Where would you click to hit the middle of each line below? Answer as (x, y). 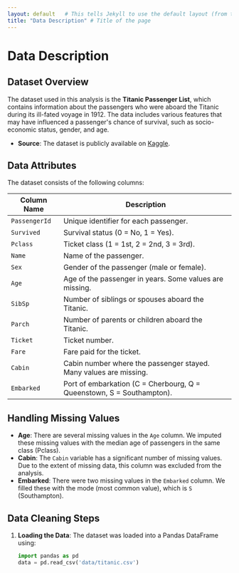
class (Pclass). (39, 451)
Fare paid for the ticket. (102, 352)
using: (27, 542)
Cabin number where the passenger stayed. (136, 364)
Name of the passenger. (103, 256)
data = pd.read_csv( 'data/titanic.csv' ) (78, 562)
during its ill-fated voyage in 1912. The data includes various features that (115, 114)
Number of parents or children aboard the (133, 320)
